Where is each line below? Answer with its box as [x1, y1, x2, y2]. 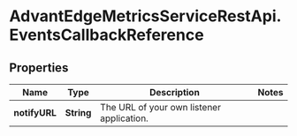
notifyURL [13, 107, 57, 118]
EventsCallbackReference [9, 25, 205, 45]
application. [100, 112, 148, 125]
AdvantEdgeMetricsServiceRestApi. [9, 6, 282, 26]
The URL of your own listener [100, 102, 221, 113]
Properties [9, 60, 69, 75]
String [65, 107, 92, 118]
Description [148, 87, 201, 98]
